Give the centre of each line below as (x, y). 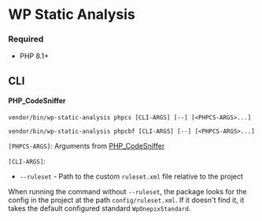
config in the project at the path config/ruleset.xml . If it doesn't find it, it (126, 200)
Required (26, 39)
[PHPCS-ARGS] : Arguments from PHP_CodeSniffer (87, 146)
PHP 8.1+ (34, 56)
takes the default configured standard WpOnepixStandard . (100, 208)
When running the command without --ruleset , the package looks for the (127, 192)
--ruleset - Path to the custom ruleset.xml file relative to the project (131, 177)
